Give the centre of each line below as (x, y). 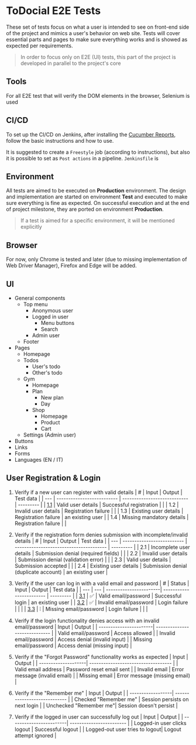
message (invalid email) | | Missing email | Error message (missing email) (102, 675)
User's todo (46, 366)
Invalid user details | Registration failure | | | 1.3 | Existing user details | (99, 511)
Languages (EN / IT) (39, 460)
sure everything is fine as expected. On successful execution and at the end (98, 203)
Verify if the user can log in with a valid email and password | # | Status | (102, 583)
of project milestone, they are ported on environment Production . (85, 210)
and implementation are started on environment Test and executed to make (97, 197)
